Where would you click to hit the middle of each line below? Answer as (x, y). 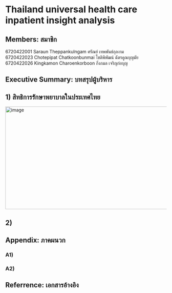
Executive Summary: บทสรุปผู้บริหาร (59, 80)
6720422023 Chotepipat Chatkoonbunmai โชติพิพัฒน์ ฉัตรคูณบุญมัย (72, 57)
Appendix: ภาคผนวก (35, 240)
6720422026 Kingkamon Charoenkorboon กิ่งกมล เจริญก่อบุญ (67, 63)
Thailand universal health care (71, 9)
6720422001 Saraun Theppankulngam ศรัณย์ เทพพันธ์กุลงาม (65, 52)
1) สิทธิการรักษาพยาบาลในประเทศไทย (53, 97)
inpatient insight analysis (60, 20)
